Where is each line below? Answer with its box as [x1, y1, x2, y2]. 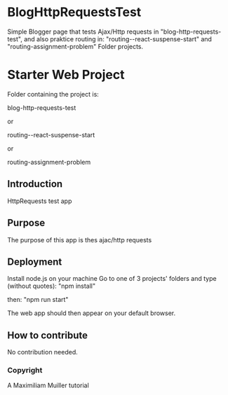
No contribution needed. [7, 348, 79, 356]
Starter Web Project [7, 67, 125, 83]
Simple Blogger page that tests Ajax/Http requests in [7, 27, 159, 36]
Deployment [7, 256, 62, 268]
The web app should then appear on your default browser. [7, 309, 176, 317]
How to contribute [7, 329, 88, 341]
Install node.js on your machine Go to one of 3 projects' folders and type [7, 275, 217, 283]
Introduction [7, 178, 63, 190]
